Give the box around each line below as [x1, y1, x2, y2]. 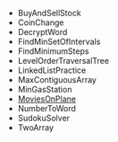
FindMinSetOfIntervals [17, 36, 101, 47]
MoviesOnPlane [17, 93, 76, 104]
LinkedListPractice [17, 65, 87, 75]
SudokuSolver [17, 112, 70, 123]
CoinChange [17, 17, 64, 28]
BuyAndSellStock [17, 8, 82, 18]
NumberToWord [17, 103, 76, 113]
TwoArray [17, 122, 55, 133]
